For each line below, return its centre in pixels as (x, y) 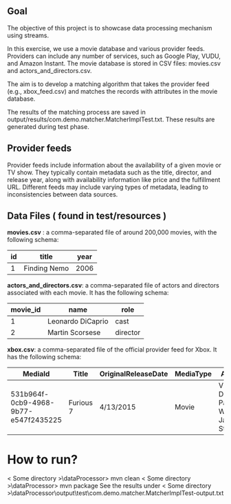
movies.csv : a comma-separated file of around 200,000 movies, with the (112, 232)
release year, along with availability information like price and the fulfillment (114, 179)
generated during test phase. (48, 126)
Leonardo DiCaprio (78, 321)
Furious (80, 403)
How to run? (42, 460)
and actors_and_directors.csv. (49, 70)
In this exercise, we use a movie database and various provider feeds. (106, 48)
